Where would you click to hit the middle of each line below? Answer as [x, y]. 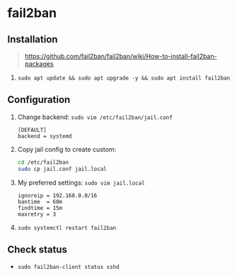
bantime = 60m [40, 202]
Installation [33, 39]
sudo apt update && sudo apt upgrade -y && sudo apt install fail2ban [124, 78]
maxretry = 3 [37, 214]
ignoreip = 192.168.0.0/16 [57, 195]
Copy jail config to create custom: [67, 149]
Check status [37, 249]
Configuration [39, 100]
